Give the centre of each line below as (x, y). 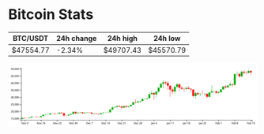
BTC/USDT (31, 39)
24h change (77, 39)
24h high (123, 39)
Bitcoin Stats (51, 15)
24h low (167, 39)
